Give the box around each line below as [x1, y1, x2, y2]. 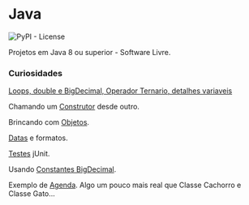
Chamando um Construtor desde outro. [8, 102, 140, 112]
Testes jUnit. [8, 149, 50, 159]
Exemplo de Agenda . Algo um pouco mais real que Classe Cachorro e [8, 180, 242, 190]
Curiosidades [8, 67, 63, 79]
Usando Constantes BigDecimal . [8, 164, 117, 174]
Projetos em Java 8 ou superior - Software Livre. [8, 47, 171, 57]
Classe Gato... [8, 189, 55, 199]
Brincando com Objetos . [8, 117, 90, 127]
